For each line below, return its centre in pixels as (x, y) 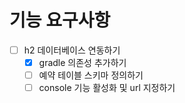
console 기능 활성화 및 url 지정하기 (107, 88)
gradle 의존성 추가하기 (82, 62)
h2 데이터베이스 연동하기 (72, 50)
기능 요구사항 (60, 20)
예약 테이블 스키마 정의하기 (91, 75)
